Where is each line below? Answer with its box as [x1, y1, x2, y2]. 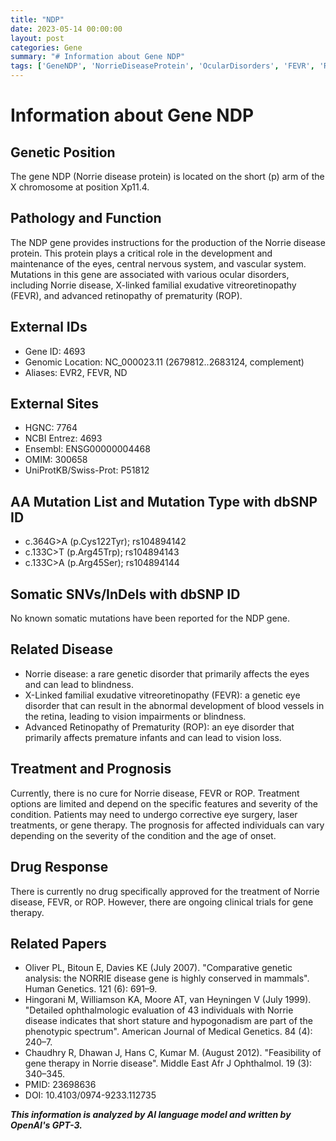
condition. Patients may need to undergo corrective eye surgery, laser [10, 808, 298, 820]
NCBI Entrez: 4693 [24, 432, 103, 445]
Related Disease [10, 641, 113, 658]
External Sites [10, 396, 100, 413]
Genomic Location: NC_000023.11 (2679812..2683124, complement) [24, 356, 305, 368]
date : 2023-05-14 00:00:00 [10, 24, 123, 34]
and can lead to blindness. [24, 678, 134, 690]
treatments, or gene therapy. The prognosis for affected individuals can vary [10, 819, 325, 831]
